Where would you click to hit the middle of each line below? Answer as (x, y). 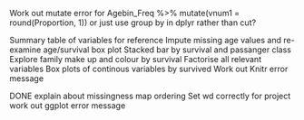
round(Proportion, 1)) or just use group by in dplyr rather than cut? (133, 23)
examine (25, 50)
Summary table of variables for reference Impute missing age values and (145, 40)
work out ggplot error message (68, 106)
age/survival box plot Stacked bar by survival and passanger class (167, 50)
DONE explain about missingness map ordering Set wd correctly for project (150, 96)
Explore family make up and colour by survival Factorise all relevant (135, 59)
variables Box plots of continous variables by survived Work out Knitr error (149, 69)
